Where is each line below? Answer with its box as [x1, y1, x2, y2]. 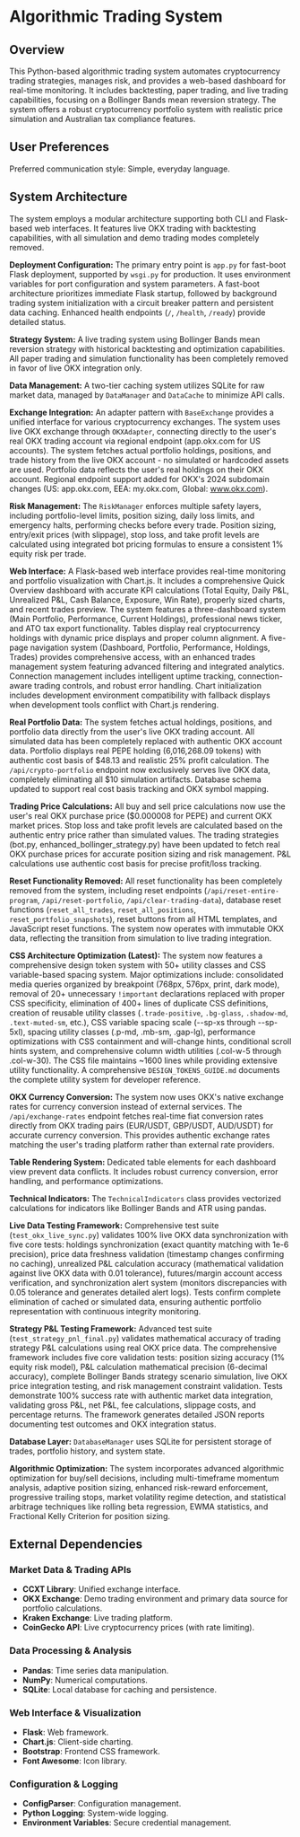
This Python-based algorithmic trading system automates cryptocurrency [9, 66, 280, 76]
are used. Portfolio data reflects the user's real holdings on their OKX [9, 464, 264, 475]
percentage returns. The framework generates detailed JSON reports [9, 1409, 265, 1419]
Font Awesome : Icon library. [21, 1755, 128, 1766]
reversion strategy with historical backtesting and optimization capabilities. [9, 343, 286, 354]
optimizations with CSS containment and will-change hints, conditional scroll [9, 1035, 292, 1047]
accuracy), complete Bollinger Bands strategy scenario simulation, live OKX [9, 1371, 288, 1382]
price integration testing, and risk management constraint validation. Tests [9, 1380, 284, 1391]
